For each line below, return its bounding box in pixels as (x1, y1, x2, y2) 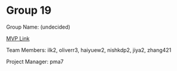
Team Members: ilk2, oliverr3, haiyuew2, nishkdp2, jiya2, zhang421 (6, 46, 172, 54)
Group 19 (6, 4, 52, 17)
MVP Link (6, 35, 30, 42)
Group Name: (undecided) (6, 23, 70, 30)
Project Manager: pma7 (6, 58, 64, 65)
